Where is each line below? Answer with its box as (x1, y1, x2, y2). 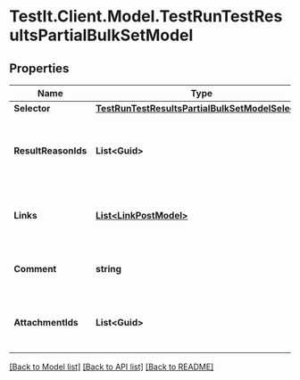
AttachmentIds (13, 317, 79, 328)
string (95, 263, 122, 275)
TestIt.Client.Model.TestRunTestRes (9, 6, 283, 27)
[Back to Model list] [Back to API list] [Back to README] (9, 361, 214, 372)
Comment (13, 263, 57, 275)
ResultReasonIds (13, 145, 87, 157)
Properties (9, 61, 70, 76)
